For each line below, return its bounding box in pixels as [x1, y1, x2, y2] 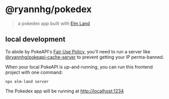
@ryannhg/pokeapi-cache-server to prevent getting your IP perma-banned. [5, 54, 164, 60]
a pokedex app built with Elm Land [17, 20, 90, 26]
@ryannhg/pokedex [5, 4, 92, 15]
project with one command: [5, 69, 63, 75]
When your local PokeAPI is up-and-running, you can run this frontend [5, 63, 153, 70]
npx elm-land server [5, 79, 49, 84]
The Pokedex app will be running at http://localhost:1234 [5, 88, 124, 94]
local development [5, 35, 66, 44]
